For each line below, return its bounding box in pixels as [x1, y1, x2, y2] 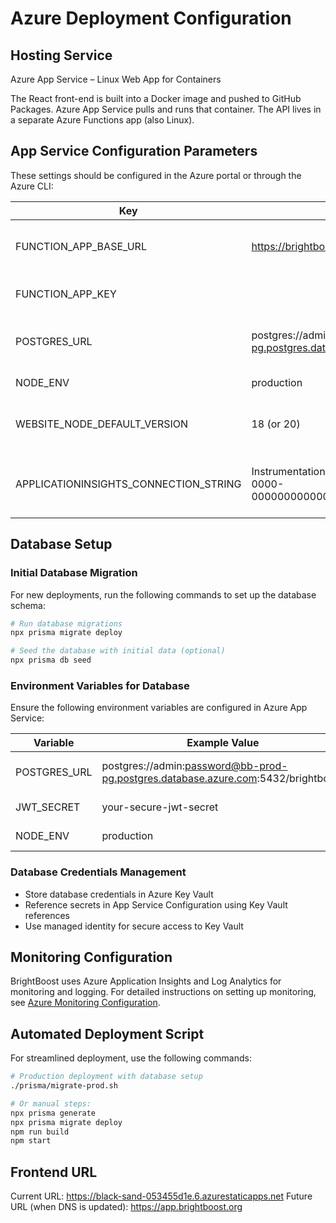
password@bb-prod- [184, 759, 288, 773]
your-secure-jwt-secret [101, 800, 219, 814]
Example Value [186, 736, 260, 750]
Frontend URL [10, 1163, 98, 1181]
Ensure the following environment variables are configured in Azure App [10, 702, 308, 714]
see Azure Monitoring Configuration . [10, 997, 161, 1009]
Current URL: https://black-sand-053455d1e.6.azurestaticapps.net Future [10, 1190, 313, 1202]
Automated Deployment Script [10, 1025, 205, 1042]
